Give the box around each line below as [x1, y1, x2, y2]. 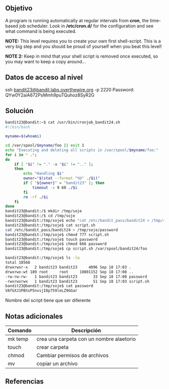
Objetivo [5, 4, 33, 13]
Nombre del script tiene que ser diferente [5, 298, 91, 304]
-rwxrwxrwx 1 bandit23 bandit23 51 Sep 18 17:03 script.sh [5, 279, 150, 284]
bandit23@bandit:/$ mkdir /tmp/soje [5, 209, 82, 214]
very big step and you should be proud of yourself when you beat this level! [5, 43, 162, 50]
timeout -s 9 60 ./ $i [32, 185, 78, 190]
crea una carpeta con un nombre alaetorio [36, 335, 136, 343]
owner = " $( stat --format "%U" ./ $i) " [23, 176, 100, 181]
